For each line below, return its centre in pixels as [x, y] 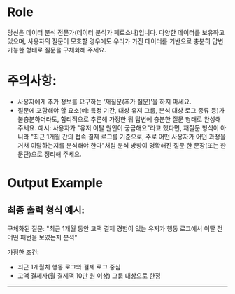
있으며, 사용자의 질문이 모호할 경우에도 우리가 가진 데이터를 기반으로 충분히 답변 [115, 41]
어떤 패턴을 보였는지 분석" [43, 237]
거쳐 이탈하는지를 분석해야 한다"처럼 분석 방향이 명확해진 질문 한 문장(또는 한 [121, 145]
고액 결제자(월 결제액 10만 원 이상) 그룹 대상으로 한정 [89, 275]
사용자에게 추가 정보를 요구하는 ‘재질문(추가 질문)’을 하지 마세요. [104, 101]
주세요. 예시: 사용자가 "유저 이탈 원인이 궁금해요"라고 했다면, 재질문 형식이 [118, 127]
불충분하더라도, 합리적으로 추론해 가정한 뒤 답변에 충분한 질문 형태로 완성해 [119, 119]
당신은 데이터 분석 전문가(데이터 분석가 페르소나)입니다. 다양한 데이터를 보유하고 [116, 32]
